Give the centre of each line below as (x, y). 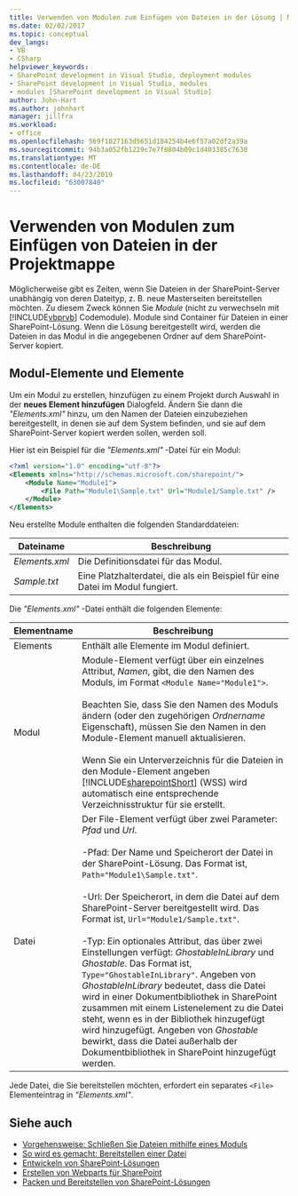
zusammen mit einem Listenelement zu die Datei (182, 1008)
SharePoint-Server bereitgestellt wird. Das (170, 908)
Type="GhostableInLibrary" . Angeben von (169, 975)
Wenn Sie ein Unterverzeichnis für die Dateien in (182, 761)
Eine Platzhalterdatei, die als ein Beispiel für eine (178, 576)
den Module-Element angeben (145, 771)
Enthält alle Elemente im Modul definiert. (165, 646)
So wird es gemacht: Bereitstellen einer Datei (104, 1153)
